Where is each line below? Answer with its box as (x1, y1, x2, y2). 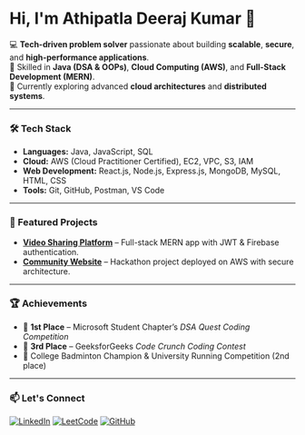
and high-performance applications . (9, 52, 150, 63)
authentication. (22, 246, 79, 257)
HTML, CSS (22, 175, 66, 186)
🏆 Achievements (9, 297, 88, 310)
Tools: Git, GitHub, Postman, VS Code (22, 185, 165, 196)
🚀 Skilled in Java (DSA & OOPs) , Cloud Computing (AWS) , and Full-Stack (9, 61, 286, 72)
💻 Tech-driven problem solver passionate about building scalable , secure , (9, 38, 295, 49)
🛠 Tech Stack (9, 122, 72, 134)
